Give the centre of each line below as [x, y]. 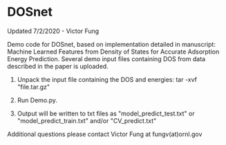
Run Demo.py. [37, 100]
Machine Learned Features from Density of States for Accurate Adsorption [113, 52]
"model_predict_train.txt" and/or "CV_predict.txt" [87, 120]
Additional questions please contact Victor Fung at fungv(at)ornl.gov [105, 134]
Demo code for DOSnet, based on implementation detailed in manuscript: [112, 44]
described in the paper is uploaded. [58, 66]
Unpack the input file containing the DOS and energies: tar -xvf [107, 79]
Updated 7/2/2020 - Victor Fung [53, 31]
